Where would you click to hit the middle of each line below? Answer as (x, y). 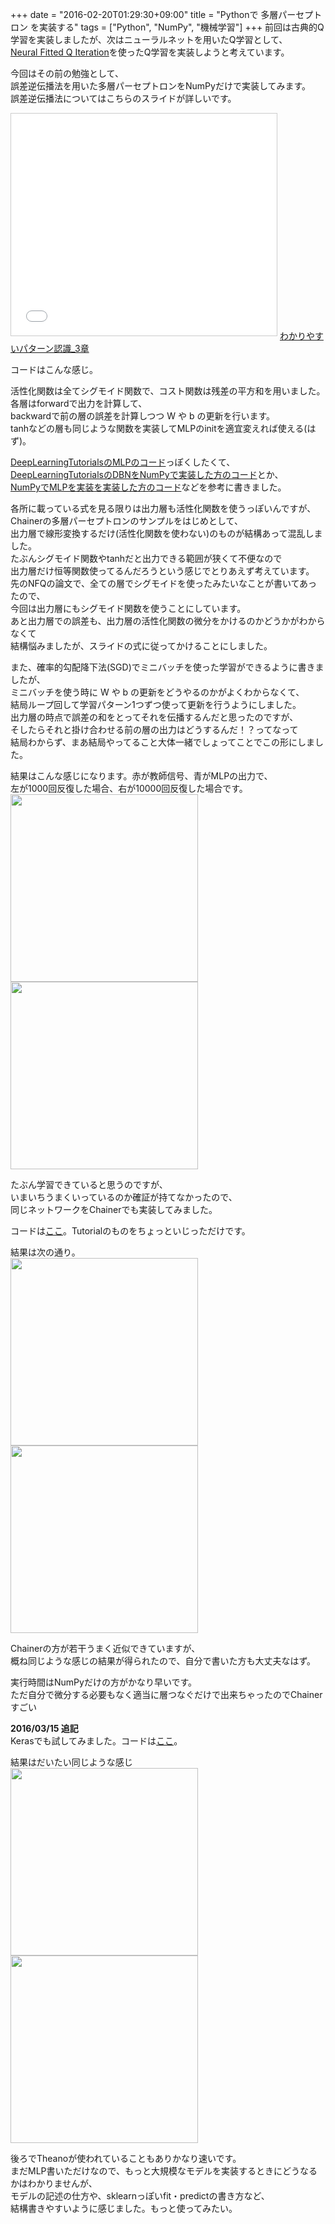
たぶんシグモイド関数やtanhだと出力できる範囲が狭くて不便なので (146, 558)
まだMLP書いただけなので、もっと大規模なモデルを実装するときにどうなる (164, 2171)
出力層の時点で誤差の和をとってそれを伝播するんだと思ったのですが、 (154, 717)
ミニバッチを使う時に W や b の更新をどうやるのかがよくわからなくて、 (157, 692)
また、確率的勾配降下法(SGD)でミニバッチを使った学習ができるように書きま (167, 667)
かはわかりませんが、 (54, 2183)
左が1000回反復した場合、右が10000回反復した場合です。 (129, 788)
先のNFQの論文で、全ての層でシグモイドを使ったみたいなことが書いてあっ (164, 583)
